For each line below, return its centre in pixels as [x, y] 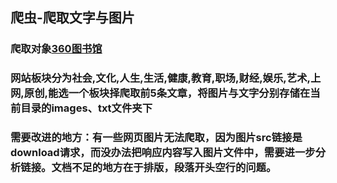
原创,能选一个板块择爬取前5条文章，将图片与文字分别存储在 [167, 93]
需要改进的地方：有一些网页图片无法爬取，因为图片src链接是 [156, 138]
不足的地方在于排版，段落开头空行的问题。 [174, 168]
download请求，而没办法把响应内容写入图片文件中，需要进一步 [163, 153]
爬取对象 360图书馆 [56, 49]
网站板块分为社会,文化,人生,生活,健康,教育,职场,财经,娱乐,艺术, [160, 78]
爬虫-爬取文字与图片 [72, 18]
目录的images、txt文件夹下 [86, 108]
